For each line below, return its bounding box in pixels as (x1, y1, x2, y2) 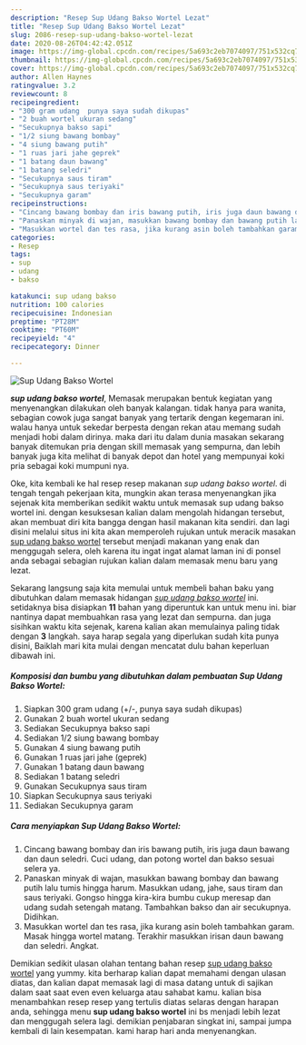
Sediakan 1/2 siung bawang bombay (23, 732, 160, 743)
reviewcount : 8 (10, 89, 68, 98)
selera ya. (23, 862, 61, 873)
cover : (10, 65, 35, 74)
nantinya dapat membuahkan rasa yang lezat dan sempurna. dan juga (10, 611, 271, 622)
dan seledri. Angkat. (23, 940, 99, 950)
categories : (10, 233, 55, 242)
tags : (10, 250, 31, 259)
